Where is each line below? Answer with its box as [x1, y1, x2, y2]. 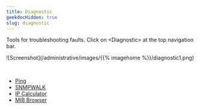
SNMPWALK [14, 84, 46, 91]
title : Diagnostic [6, 8, 52, 15]
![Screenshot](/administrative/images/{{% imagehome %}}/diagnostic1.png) [6, 54, 194, 62]
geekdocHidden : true [6, 14, 58, 20]
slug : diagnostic [6, 20, 50, 26]
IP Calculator [14, 90, 47, 98]
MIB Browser [14, 96, 47, 104]
